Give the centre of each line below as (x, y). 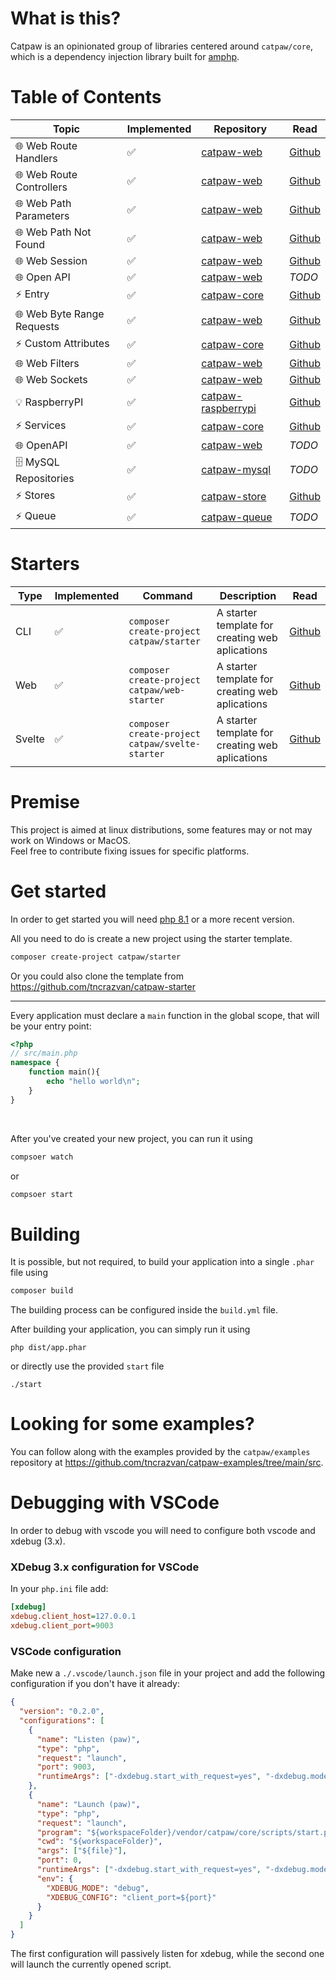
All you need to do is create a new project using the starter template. (151, 938)
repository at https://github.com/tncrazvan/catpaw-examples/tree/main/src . (167, 1463)
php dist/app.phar (48, 1348)
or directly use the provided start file (87, 1366)
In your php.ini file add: (59, 1589)
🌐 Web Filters (47, 363)
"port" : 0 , (59, 1860)
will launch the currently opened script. (91, 1964)
